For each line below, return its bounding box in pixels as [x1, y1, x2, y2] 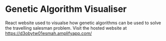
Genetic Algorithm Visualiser [5, 3, 127, 15]
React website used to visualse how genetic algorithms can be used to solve [5, 20, 161, 26]
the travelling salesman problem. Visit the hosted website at [5, 25, 127, 31]
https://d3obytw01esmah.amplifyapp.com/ [5, 30, 92, 36]
